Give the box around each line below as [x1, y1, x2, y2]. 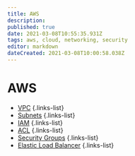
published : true [7, 23, 55, 30]
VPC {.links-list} [17, 103, 64, 112]
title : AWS [7, 10, 40, 18]
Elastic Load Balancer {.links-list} [17, 140, 115, 149]
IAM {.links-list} [17, 118, 64, 127]
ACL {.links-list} [17, 126, 64, 134]
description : [7, 17, 46, 24]
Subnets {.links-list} [17, 111, 76, 119]
